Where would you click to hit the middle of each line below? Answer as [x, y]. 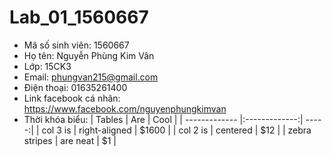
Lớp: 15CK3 [47, 66]
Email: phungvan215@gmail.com [91, 77]
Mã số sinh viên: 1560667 [76, 45]
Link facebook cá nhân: [72, 98]
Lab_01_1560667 [79, 17]
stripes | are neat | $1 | [70, 140]
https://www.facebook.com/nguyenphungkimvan [125, 108]
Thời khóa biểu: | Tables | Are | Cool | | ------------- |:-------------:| [163, 119]
